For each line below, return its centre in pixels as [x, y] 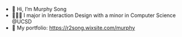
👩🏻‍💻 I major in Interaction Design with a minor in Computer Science [94, 15]
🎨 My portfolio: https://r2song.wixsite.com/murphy [73, 28]
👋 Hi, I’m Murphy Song [39, 9]
